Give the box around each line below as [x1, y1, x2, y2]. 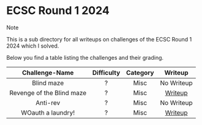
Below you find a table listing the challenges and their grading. [6, 54, 164, 61]
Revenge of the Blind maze [9, 88, 87, 97]
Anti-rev [36, 98, 61, 107]
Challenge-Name [21, 68, 74, 77]
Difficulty [92, 68, 121, 77]
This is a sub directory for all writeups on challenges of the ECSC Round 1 [6, 35, 192, 43]
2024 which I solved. [6, 42, 59, 49]
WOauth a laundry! [21, 108, 75, 116]
